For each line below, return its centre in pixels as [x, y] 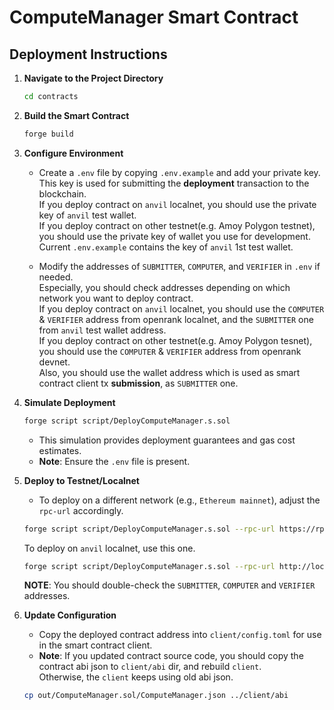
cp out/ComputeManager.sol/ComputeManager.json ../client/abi [156, 696]
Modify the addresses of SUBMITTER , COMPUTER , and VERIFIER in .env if [179, 266]
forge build [48, 134]
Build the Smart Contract [76, 115]
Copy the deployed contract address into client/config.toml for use [180, 635]
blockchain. [62, 193]
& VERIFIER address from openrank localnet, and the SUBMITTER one [176, 319]
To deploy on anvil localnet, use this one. [109, 548]
